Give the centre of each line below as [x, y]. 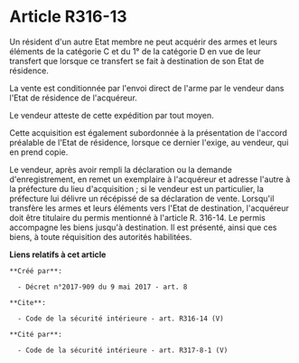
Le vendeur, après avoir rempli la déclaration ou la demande [121, 169]
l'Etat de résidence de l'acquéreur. [73, 98]
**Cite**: [28, 302]
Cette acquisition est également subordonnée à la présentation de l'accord [148, 132]
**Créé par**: [36, 271]
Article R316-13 [69, 17]
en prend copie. [39, 152]
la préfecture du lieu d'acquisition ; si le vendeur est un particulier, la [137, 188]
